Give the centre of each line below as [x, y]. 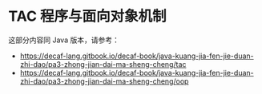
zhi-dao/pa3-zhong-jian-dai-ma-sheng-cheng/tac [103, 64]
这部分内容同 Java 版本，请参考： [64, 40]
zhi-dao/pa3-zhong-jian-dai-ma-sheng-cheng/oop [104, 81]
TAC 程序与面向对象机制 [87, 16]
